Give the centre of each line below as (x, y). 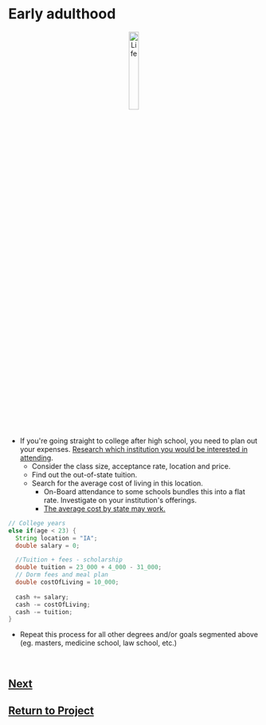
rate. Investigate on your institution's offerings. (120, 500)
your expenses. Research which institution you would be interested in (134, 449)
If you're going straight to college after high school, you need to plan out (139, 441)
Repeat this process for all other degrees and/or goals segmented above (139, 635)
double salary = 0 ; (48, 545)
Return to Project (51, 711)
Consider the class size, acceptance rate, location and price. (131, 466)
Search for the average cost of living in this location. (117, 483)
